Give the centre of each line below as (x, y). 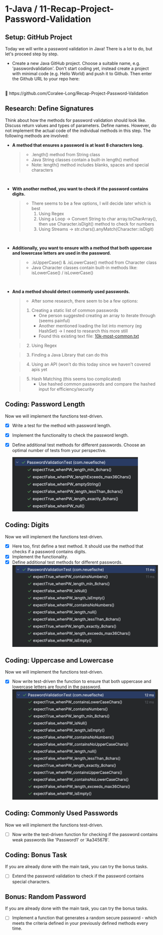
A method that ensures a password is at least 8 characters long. (78, 145)
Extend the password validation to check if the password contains (78, 876)
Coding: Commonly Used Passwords (62, 813)
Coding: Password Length (45, 404)
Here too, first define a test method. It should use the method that (78, 546)
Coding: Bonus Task (36, 855)
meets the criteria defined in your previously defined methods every (80, 923)
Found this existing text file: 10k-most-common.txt (89, 336)
